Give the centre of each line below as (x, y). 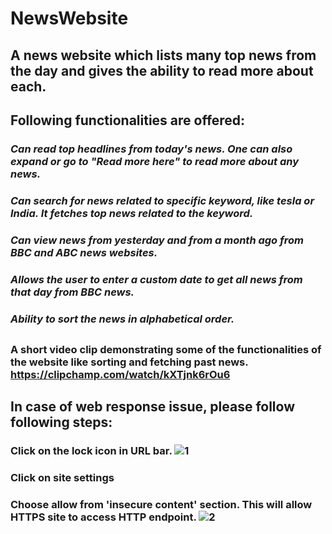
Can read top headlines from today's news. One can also (151, 149)
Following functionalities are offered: (128, 120)
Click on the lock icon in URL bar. (91, 451)
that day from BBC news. (72, 292)
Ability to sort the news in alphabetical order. (122, 319)
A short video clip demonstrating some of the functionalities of (166, 349)
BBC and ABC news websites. (84, 252)
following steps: (61, 422)
